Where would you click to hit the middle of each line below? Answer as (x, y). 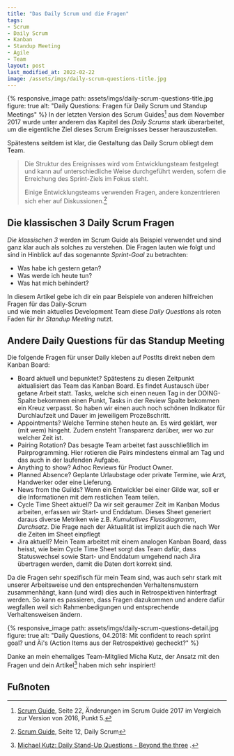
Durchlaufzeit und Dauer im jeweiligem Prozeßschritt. (94, 416)
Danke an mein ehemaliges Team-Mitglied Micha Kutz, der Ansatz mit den (113, 657)
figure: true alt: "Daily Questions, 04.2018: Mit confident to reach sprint (109, 636)
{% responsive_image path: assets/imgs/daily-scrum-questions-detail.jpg (113, 628)
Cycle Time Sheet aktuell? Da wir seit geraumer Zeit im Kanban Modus (118, 504)
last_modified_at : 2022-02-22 (51, 72)
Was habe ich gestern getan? (59, 268)
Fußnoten (29, 687)
